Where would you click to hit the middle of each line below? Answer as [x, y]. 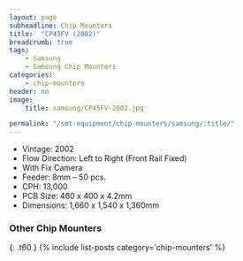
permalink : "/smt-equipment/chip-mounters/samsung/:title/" [122, 124]
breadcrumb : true [41, 42]
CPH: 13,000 [45, 187]
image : [21, 100]
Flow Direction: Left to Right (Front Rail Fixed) [104, 158]
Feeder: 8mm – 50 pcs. [64, 177]
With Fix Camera [52, 168]
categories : [31, 75]
